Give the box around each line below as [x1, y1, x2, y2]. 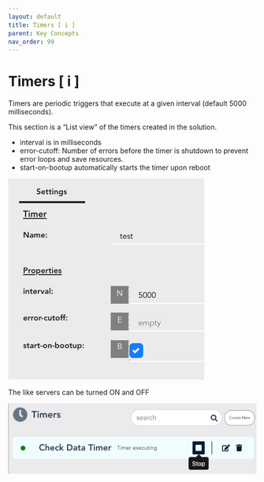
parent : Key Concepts [8, 29, 80, 37]
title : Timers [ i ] [8, 21, 76, 29]
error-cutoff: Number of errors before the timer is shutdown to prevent [19, 146, 249, 155]
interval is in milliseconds [19, 138, 102, 148]
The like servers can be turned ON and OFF [8, 387, 150, 398]
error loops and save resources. [19, 155, 124, 164]
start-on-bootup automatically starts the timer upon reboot [19, 163, 210, 173]
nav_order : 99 [8, 38, 55, 46]
